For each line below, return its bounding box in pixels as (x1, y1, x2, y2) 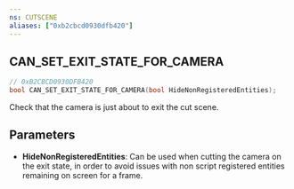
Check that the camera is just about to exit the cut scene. (9, 102, 219, 113)
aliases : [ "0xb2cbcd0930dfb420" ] (9, 21, 134, 30)
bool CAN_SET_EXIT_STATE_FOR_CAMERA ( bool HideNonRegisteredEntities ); (9, 86, 277, 95)
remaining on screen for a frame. (21, 169, 143, 180)
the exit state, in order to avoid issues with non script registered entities (21, 161, 285, 171)
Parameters (9, 128, 76, 143)
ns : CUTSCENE (9, 12, 58, 22)
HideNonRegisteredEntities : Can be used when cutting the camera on (21, 151, 282, 161)
